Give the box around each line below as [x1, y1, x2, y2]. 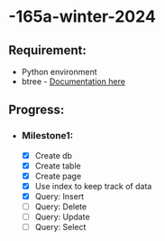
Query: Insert [34, 190, 85, 201]
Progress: [8, 102, 65, 118]
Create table [34, 160, 82, 171]
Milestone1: [21, 130, 74, 142]
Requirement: [8, 43, 87, 58]
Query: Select [34, 222, 87, 233]
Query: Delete [34, 201, 87, 212]
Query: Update [34, 211, 91, 223]
